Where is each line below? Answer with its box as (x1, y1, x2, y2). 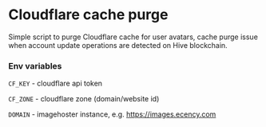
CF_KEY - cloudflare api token (8, 78, 102, 89)
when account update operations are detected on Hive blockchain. (8, 40, 228, 50)
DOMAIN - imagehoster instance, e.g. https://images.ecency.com (8, 109, 216, 119)
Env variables (8, 60, 62, 71)
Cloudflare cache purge (8, 6, 169, 24)
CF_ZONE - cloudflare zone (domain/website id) (8, 94, 160, 104)
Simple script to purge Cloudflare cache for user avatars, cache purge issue (8, 32, 258, 42)
